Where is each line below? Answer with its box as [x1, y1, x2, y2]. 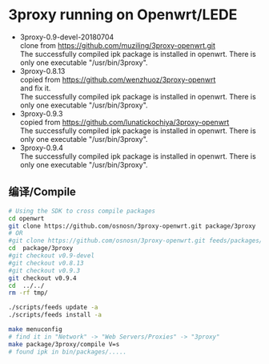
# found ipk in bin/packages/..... [8, 347, 127, 356]
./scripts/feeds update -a [8, 303, 98, 312]
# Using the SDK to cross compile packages [8, 207, 156, 215]
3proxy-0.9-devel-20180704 [19, 32, 114, 42]
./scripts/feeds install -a [8, 311, 102, 319]
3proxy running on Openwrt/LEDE [8, 6, 238, 24]
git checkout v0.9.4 [8, 274, 78, 282]
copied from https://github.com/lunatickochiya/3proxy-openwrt [19, 117, 230, 127]
